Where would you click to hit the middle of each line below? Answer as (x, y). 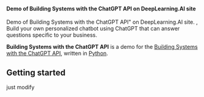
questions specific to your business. (52, 35)
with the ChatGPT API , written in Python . (57, 53)
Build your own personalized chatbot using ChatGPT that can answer (93, 29)
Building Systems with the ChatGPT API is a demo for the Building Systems (102, 47)
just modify (20, 87)
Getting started (36, 72)
